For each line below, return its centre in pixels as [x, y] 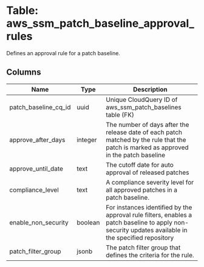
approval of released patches [148, 172]
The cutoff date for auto [140, 164]
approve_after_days [37, 140]
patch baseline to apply [139, 222]
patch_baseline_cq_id [40, 107]
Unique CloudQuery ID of [142, 100]
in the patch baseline [136, 155]
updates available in [159, 230]
